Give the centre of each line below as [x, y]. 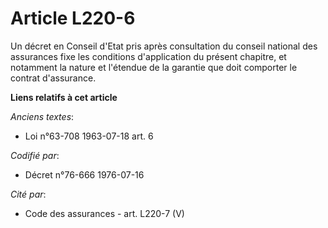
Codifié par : [35, 155]
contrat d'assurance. [53, 78]
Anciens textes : [42, 116]
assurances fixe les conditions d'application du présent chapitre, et [148, 56]
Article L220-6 [73, 18]
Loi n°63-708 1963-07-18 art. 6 [89, 136]
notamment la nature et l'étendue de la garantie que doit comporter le [154, 67]
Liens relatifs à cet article [64, 97]
